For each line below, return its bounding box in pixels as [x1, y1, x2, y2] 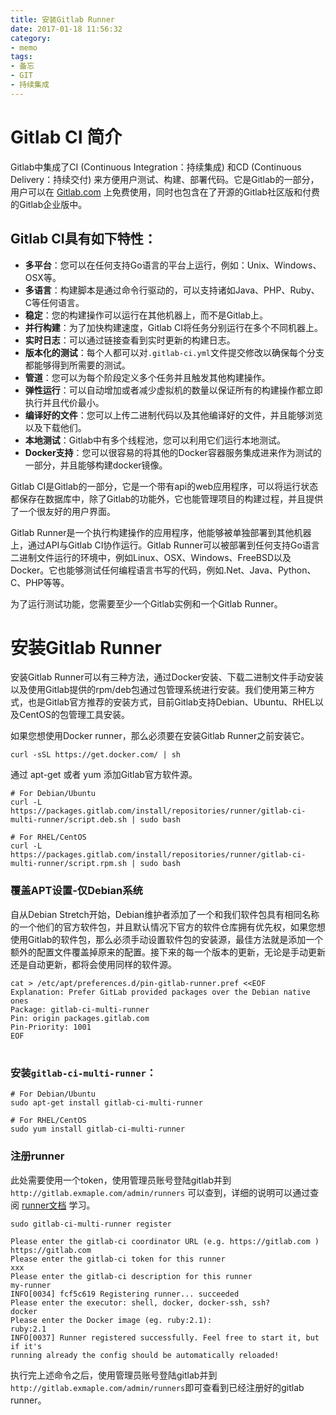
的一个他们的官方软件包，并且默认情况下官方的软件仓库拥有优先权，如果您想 [10, 921, 326, 933]
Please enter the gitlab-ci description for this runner [10, 1271, 253, 1281]
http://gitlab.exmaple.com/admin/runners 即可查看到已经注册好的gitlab [10, 1381, 305, 1393]
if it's [10, 1341, 43, 1351]
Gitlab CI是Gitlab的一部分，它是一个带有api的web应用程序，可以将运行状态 [10, 480, 319, 492]
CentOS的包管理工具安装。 [18, 709, 130, 721]
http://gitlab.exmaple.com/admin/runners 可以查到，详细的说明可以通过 [10, 1186, 311, 1198]
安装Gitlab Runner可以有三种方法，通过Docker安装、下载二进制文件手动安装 [10, 671, 324, 683]
